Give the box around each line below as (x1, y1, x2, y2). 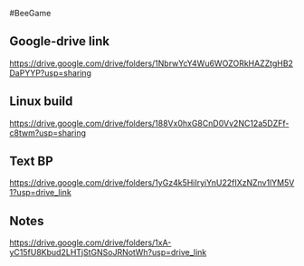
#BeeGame (9, 8, 52, 18)
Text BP (9, 154, 54, 169)
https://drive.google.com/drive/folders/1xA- (9, 237, 172, 248)
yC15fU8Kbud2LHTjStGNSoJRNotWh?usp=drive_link (9, 247, 207, 258)
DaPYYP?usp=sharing (9, 67, 92, 78)
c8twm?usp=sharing (9, 127, 87, 138)
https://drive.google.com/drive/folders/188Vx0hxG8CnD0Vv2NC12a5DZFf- (9, 118, 290, 128)
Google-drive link (9, 33, 110, 49)
